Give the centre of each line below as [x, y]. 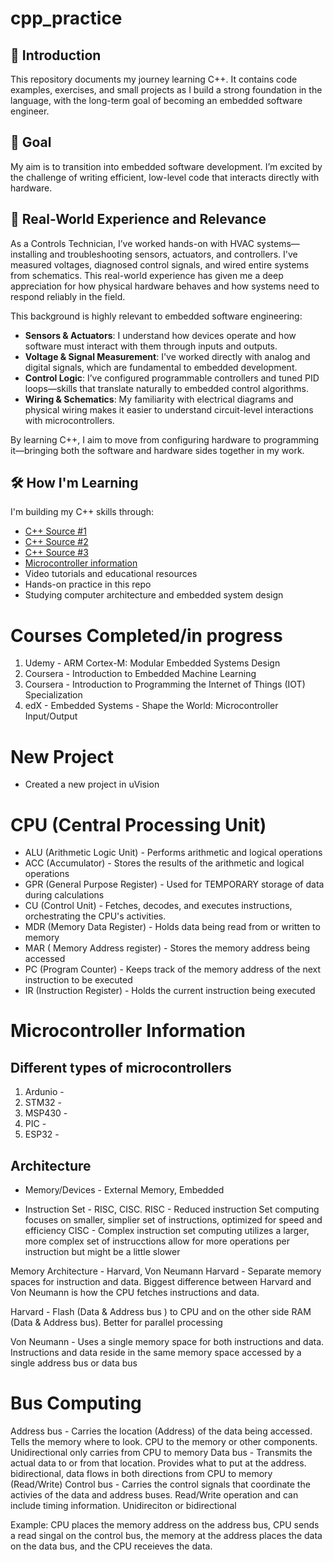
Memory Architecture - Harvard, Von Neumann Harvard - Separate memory [166, 1271]
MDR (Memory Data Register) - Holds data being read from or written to [172, 927]
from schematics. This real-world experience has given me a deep [147, 275]
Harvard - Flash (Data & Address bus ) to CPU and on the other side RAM [161, 1312]
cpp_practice [66, 18]
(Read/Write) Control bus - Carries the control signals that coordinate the [160, 1484]
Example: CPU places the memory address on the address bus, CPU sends [165, 1525]
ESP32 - [42, 1134]
